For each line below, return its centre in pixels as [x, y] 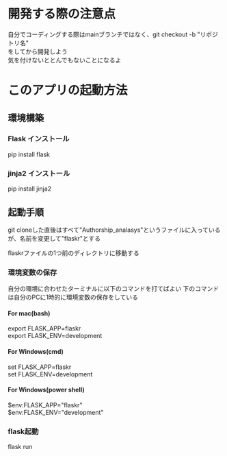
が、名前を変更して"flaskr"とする [54, 238]
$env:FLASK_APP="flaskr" [45, 405]
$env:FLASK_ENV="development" [56, 412]
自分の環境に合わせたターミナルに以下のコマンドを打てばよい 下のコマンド [113, 289]
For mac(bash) [29, 313]
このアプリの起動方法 [68, 91]
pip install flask [29, 154]
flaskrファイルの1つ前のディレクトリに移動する [74, 253]
